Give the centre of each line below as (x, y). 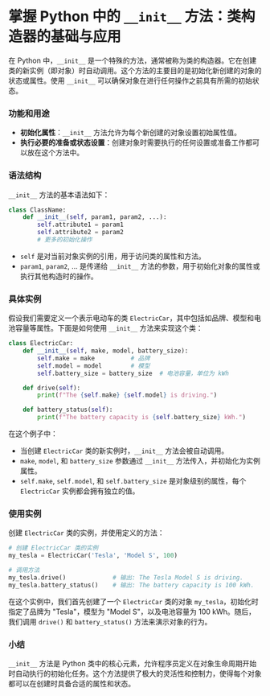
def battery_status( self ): (68, 410)
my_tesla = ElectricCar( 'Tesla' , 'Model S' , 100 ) (93, 556)
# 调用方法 (24, 570)
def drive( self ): (52, 388)
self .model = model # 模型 (94, 366)
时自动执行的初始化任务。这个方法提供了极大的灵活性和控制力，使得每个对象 (135, 673)
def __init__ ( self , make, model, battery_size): (106, 351)
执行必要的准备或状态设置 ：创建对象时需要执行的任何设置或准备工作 (133, 142)
